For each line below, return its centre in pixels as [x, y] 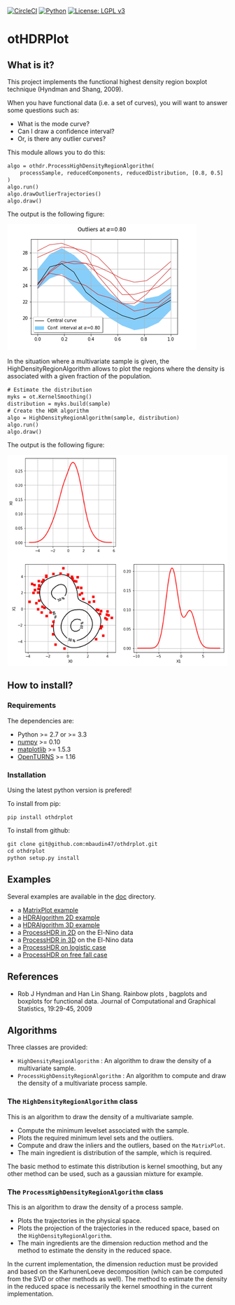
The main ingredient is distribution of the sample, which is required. [114, 1152]
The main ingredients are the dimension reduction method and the [113, 1243]
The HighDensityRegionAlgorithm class [73, 1102]
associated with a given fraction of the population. [79, 376]
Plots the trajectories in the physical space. [79, 1221]
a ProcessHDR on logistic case [62, 947]
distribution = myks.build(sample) [59, 404]
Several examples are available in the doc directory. [81, 896]
